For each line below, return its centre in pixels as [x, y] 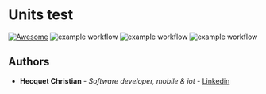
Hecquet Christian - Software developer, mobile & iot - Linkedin [125, 80]
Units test [41, 15]
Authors [29, 62]
